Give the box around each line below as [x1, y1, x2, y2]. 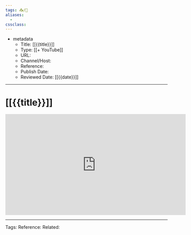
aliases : [5, 12, 24, 17]
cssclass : [5, 22, 27, 27]
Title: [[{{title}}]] [20, 42, 55, 48]
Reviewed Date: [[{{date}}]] [20, 74, 79, 80]
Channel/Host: [20, 57, 51, 64]
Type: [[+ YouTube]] [20, 47, 63, 53]
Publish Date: [20, 69, 49, 75]
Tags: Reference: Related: [5, 224, 60, 230]
